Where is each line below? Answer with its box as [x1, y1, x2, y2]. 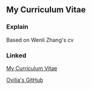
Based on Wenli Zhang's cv [6, 36, 74, 44]
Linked [6, 51, 27, 59]
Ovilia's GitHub [6, 76, 43, 83]
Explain [6, 23, 29, 31]
